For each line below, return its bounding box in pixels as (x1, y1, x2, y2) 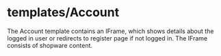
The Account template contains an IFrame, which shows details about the (7, 27, 214, 35)
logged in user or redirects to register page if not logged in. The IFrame (7, 34, 207, 42)
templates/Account (7, 5, 120, 20)
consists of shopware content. (7, 41, 93, 49)
